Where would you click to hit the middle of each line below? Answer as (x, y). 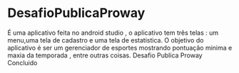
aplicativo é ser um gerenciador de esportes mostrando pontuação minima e (120, 47)
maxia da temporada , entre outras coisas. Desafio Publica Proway (105, 55)
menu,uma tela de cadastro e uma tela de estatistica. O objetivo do (106, 40)
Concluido (22, 62)
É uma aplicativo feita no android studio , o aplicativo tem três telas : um (113, 33)
